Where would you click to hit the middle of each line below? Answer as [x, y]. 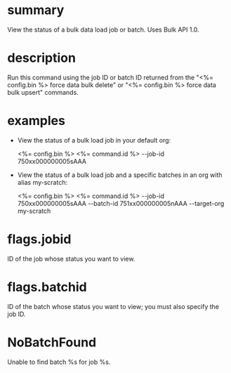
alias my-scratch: [42, 182]
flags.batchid [47, 287]
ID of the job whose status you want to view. [71, 259]
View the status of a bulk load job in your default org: [94, 140]
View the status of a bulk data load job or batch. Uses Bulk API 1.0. [103, 30]
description [41, 58]
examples [36, 121]
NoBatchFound [52, 342]
